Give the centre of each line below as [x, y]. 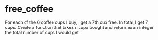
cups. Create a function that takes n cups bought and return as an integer [79, 27]
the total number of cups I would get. [42, 32]
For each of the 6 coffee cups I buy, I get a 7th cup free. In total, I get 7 [77, 22]
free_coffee [29, 9]
